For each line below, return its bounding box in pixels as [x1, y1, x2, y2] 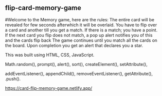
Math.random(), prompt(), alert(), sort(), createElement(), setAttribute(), [5, 61, 147, 67]
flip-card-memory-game [5, 4, 82, 12]
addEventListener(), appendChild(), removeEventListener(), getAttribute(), [5, 70, 153, 77]
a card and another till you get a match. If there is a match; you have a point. [5, 27, 158, 33]
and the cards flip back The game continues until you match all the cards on [5, 37, 158, 43]
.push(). [5, 76, 21, 81]
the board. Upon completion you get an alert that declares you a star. [5, 42, 144, 48]
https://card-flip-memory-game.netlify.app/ [5, 85, 92, 91]
